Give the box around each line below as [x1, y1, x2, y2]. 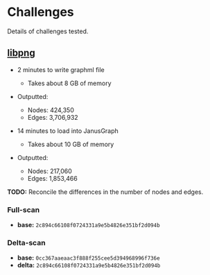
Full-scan [7, 205, 40, 215]
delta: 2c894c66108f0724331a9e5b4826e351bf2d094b [17, 261, 161, 269]
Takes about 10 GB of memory [27, 140, 114, 148]
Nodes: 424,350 [27, 105, 75, 114]
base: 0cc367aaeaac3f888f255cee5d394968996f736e [17, 254, 161, 262]
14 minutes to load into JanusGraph [17, 126, 119, 135]
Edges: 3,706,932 [27, 113, 78, 121]
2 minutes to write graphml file [17, 65, 105, 73]
